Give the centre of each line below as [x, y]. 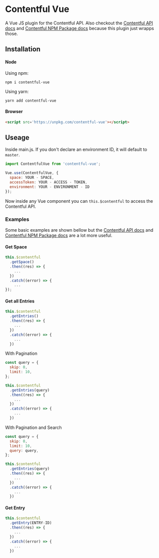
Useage [17, 138]
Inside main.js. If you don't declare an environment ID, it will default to [76, 149]
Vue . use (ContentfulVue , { [32, 173]
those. [12, 33]
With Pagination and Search [33, 427]
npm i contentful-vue [27, 82]
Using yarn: [17, 91]
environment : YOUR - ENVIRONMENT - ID [50, 187]
